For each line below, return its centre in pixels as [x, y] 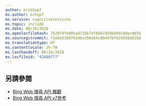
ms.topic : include [25, 24]
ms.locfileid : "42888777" [32, 57]
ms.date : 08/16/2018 [27, 29]
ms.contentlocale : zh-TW [31, 47]
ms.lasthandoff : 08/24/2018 [35, 52]
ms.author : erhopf [25, 15]
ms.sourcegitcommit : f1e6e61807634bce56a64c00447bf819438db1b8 [73, 38]
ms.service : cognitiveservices [38, 19]
